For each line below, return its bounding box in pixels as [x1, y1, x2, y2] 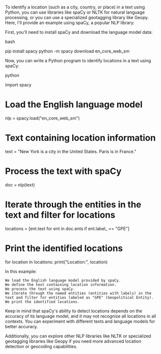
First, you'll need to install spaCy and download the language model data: [5, 29, 153, 35]
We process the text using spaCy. [5, 286, 76, 291]
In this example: [5, 268, 37, 274]
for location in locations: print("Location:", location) [5, 259, 108, 265]
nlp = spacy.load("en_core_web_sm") [5, 115, 80, 121]
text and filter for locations [5, 210, 116, 220]
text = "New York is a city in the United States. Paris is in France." [5, 148, 137, 154]
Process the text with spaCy [5, 166, 122, 177]
